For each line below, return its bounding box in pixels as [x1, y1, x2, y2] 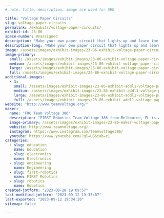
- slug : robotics [9, 179, 45, 184]
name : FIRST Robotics [14, 174, 58, 179]
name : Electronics [14, 156, 51, 161]
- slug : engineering [9, 161, 51, 165]
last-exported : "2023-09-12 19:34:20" [5, 197, 84, 202]
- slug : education [9, 143, 47, 147]
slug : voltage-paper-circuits [5, 20, 67, 25]
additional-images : [5, 75, 45, 80]
